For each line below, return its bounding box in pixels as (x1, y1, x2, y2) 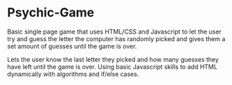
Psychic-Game (7, 5, 95, 21)
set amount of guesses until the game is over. (7, 42, 137, 50)
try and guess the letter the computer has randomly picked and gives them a (7, 34, 226, 42)
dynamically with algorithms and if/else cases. (7, 70, 139, 78)
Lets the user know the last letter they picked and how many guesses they (7, 55, 220, 63)
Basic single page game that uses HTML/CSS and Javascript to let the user (7, 27, 222, 36)
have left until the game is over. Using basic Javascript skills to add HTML (7, 62, 218, 71)
